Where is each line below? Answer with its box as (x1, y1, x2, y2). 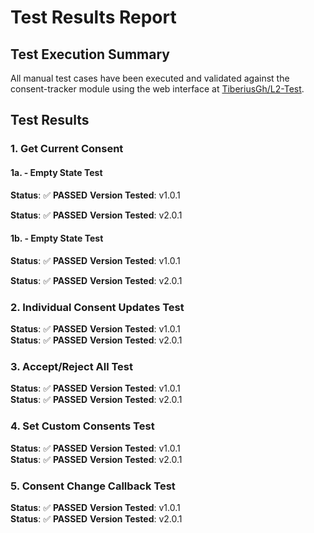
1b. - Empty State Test (10, 232, 104, 245)
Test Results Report (10, 6, 177, 29)
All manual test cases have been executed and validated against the (10, 72, 290, 84)
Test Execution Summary (10, 46, 170, 63)
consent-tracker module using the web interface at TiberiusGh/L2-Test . (10, 83, 305, 95)
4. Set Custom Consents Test (10, 419, 155, 433)
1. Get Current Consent (10, 142, 124, 156)
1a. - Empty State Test (10, 166, 103, 178)
